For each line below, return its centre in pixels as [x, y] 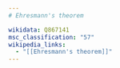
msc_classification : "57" [51, 37]
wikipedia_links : [37, 44]
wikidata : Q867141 [39, 30]
